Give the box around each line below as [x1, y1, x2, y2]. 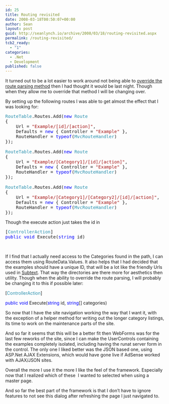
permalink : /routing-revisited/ [5, 36, 73, 41]
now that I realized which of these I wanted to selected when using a [5, 373, 149, 379]
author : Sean [5, 21, 33, 27]
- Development [10, 59, 39, 64]
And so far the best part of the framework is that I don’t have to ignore [5, 388, 151, 394]
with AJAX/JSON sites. [5, 357, 53, 363]
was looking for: [5, 104, 39, 110]
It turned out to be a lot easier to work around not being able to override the [5, 78, 162, 84]
